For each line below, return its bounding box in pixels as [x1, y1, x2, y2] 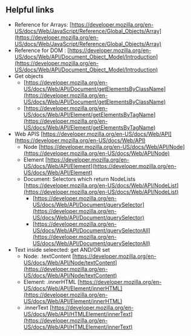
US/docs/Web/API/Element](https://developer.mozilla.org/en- [23, 162, 176, 170]
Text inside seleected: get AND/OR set [14, 246, 110, 253]
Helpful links [5, 5, 54, 15]
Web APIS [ [14, 130, 43, 137]
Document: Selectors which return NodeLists [23, 175, 136, 182]
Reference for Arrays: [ [14, 21, 72, 28]
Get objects [14, 72, 44, 79]
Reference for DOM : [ [14, 47, 70, 54]
